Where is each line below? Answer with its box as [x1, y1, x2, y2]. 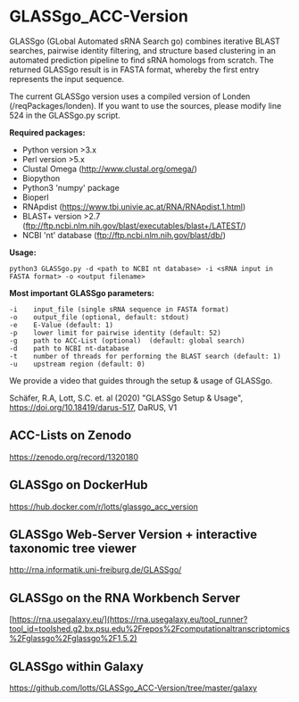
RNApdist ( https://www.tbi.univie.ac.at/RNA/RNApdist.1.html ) [21, 201, 246, 211]
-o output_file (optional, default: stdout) [9, 312, 190, 322]
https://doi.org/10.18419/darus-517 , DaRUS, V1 [9, 401, 178, 412]
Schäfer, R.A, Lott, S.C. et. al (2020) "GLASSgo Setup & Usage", [9, 392, 244, 403]
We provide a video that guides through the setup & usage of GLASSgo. [9, 375, 273, 385]
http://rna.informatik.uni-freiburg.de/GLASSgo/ [9, 565, 182, 575]
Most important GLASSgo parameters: [9, 287, 154, 298]
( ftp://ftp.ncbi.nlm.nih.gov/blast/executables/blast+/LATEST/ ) [21, 220, 247, 231]
